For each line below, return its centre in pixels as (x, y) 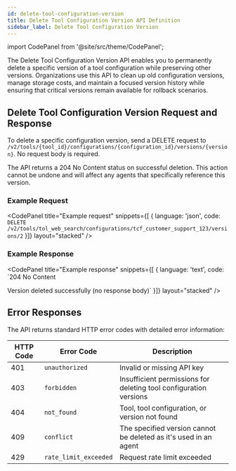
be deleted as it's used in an (165, 437)
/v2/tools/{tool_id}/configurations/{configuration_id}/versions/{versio (118, 147)
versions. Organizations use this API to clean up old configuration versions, (116, 75)
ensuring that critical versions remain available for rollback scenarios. (108, 90)
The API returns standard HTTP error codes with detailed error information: (116, 329)
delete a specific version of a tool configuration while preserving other (109, 68)
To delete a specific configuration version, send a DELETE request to (107, 141)
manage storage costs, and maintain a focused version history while (106, 83)
